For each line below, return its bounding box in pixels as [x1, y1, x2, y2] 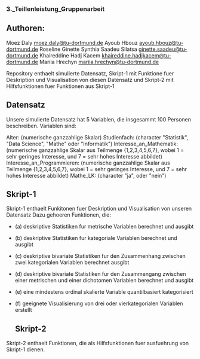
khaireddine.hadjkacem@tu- [101, 51, 171, 59]
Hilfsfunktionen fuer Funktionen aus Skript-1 [6, 83, 115, 90]
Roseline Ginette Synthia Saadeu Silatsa [39, 45, 137, 53]
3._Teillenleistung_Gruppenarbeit [6, 5, 105, 13]
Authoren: [6, 23, 45, 34]
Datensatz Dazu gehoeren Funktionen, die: [6, 211, 112, 218]
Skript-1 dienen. [6, 346, 45, 353]
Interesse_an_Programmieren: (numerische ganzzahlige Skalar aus [6, 159, 170, 166]
